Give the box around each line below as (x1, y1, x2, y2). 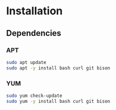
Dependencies (6, 28, 61, 38)
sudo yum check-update (6, 93, 62, 99)
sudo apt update (6, 59, 46, 65)
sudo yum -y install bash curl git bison (6, 98, 111, 104)
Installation (6, 4, 63, 18)
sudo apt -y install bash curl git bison (6, 65, 111, 71)
